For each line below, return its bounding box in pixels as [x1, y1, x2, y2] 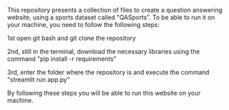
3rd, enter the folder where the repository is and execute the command [7, 68, 210, 76]
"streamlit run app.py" [7, 75, 71, 84]
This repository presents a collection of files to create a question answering [7, 6, 223, 14]
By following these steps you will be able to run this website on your [7, 89, 201, 97]
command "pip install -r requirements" [7, 55, 117, 63]
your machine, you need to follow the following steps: [7, 21, 160, 28]
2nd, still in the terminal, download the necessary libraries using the [7, 48, 201, 55]
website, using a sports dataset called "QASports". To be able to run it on [7, 13, 216, 21]
